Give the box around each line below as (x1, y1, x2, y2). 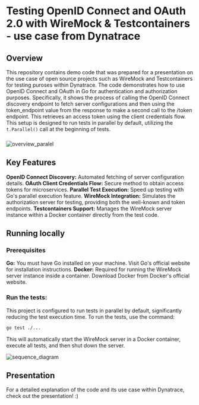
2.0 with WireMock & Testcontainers (6, 17, 190, 30)
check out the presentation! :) (6, 393, 79, 400)
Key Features (6, 157, 56, 167)
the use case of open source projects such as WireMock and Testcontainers (6, 75, 193, 82)
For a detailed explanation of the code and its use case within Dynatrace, (6, 386, 185, 393)
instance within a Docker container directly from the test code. (6, 211, 159, 218)
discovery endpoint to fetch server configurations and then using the (6, 100, 175, 107)
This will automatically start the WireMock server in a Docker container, (6, 336, 181, 343)
